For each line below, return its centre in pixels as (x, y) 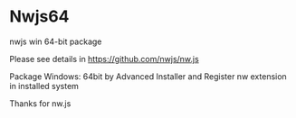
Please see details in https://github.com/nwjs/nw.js (104, 59)
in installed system (44, 86)
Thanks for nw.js (40, 103)
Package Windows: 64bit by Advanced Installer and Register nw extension (148, 76)
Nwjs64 (39, 17)
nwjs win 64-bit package (56, 41)
